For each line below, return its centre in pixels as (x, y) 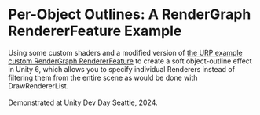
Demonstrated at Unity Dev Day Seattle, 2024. (83, 102)
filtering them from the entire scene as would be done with (103, 77)
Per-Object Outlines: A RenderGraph (130, 14)
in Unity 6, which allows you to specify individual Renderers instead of (122, 69)
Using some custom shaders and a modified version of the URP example (125, 52)
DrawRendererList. (38, 86)
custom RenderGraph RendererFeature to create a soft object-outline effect (130, 61)
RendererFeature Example (95, 31)
